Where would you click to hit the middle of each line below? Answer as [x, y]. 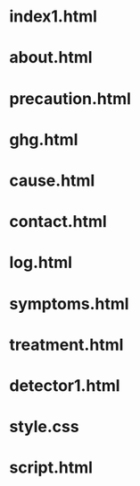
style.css [44, 427]
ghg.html [44, 139]
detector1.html [65, 385]
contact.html [58, 222]
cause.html [52, 180]
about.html [51, 58]
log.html [41, 263]
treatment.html [66, 345]
